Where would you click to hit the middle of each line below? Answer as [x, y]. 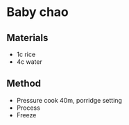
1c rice [26, 54]
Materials [27, 38]
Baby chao [37, 12]
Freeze [26, 115]
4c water [29, 62]
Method [24, 84]
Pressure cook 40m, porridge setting [69, 100]
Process [28, 108]
